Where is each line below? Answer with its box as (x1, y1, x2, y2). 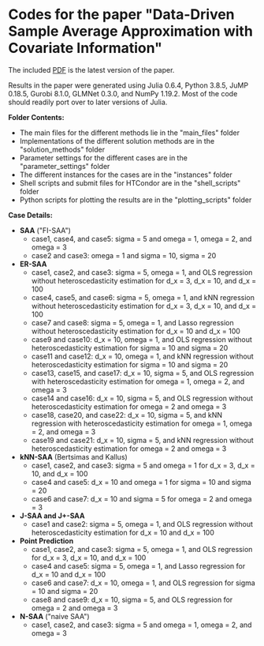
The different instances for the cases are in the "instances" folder (19, 170, 232, 179)
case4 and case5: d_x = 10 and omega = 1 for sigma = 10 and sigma (31, 477, 252, 486)
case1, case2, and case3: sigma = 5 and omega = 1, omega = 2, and (31, 620, 252, 629)
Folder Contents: (8, 112, 65, 122)
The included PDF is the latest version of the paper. (8, 65, 175, 74)
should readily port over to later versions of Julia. (8, 97, 168, 107)
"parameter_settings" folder (19, 161, 110, 171)
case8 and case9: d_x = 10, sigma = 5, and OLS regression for (31, 595, 233, 604)
